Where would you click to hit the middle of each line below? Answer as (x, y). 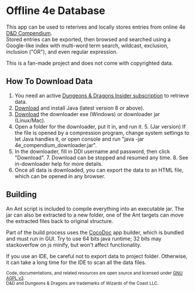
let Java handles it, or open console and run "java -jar (79, 139)
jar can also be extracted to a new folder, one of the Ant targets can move (95, 215)
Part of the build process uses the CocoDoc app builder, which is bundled (95, 232)
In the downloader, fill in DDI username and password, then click (92, 151)
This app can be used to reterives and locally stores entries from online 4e (96, 27)
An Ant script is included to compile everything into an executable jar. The (95, 208)
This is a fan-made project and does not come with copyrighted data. (90, 63)
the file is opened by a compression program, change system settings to (102, 133)
